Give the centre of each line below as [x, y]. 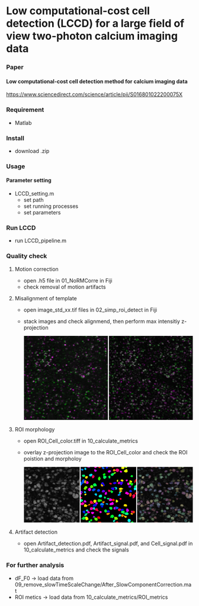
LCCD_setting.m [34, 194]
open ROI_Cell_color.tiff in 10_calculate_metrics [81, 441]
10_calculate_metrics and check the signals [76, 550]
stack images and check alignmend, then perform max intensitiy [102, 321]
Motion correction [37, 269]
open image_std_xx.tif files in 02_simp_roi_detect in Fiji [90, 310]
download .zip [32, 151]
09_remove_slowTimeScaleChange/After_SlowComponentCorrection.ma [103, 584]
